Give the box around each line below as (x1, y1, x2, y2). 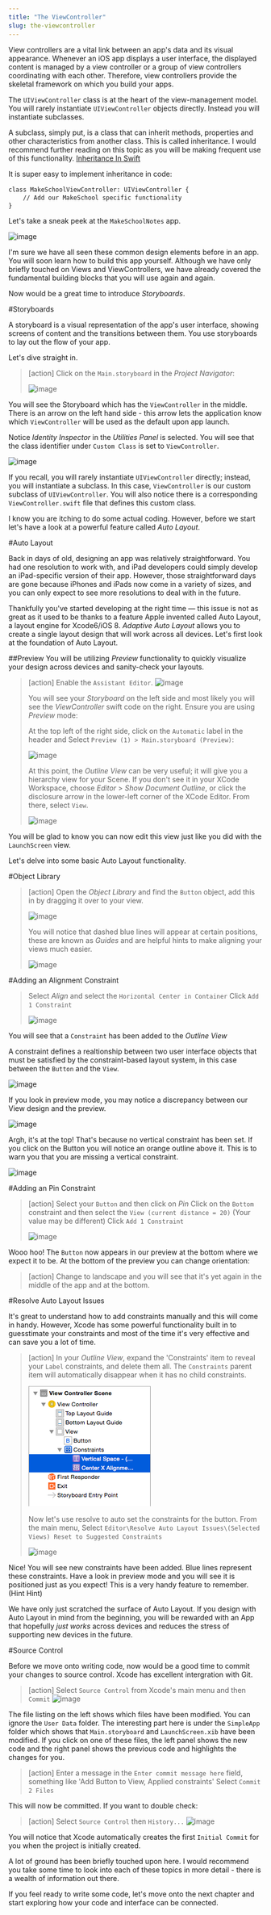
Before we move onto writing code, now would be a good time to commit (8, 1661, 250, 1670)
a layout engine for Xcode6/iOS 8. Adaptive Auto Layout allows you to (8, 620, 240, 630)
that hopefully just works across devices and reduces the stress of (8, 1621, 230, 1631)
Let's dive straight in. (8, 352, 78, 362)
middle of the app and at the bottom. (27, 1280, 151, 1289)
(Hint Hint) (8, 1588, 43, 1598)
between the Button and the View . (8, 1063, 119, 1073)
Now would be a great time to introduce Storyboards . (8, 288, 186, 298)
